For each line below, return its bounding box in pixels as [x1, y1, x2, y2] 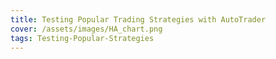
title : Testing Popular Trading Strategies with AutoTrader [10, 14, 267, 25]
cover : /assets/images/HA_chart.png [10, 24, 163, 34]
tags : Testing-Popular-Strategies [10, 33, 155, 43]
